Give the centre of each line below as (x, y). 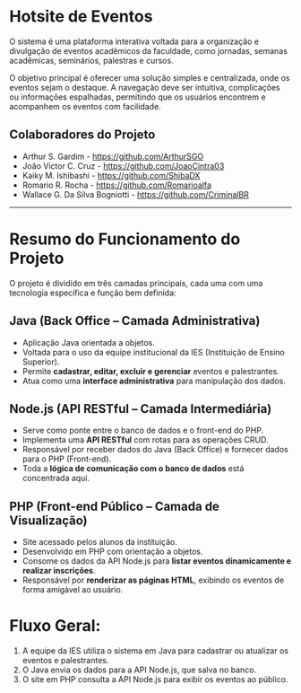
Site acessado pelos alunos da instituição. (99, 542)
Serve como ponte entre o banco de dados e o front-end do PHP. (143, 430)
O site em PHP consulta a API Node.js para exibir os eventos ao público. (155, 680)
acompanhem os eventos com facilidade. (85, 106)
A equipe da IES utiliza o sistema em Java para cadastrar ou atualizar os (155, 651)
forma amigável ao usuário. (73, 590)
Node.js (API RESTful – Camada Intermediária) (141, 409)
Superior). (41, 362)
